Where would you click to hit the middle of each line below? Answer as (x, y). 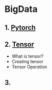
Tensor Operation (29, 67)
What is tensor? (27, 56)
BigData (21, 9)
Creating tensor (27, 62)
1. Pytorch (20, 28)
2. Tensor (19, 44)
